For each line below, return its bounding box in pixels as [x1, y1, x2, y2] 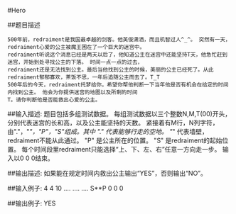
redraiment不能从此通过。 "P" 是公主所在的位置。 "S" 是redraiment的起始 [7, 136, 222, 145]
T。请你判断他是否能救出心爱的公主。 [7, 96, 101, 103]
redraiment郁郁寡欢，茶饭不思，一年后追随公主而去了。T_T [7, 74, 160, 81]
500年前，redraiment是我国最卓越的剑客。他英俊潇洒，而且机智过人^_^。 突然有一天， [7, 36, 231, 43]
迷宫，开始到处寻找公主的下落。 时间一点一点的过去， [7, 59, 144, 66]
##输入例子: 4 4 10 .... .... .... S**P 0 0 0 [7, 184, 124, 192]
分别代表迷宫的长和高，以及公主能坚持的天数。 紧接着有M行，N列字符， [7, 118, 219, 127]
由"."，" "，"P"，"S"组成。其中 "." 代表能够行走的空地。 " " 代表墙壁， [7, 128, 208, 135]
